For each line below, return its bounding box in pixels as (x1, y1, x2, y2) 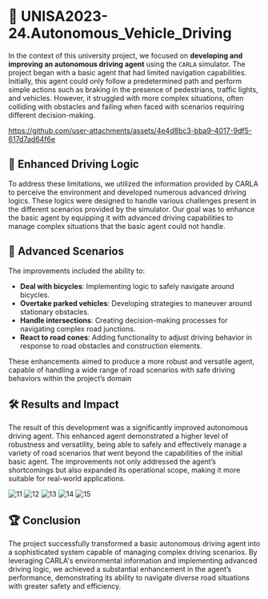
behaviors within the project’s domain (8, 373, 132, 383)
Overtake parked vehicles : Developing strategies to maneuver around (19, 298, 252, 308)
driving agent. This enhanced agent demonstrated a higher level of (8, 432, 229, 441)
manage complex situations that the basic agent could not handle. (8, 221, 226, 231)
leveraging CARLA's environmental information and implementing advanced (8, 556, 258, 565)
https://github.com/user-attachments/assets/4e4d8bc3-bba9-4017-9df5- (8, 126, 252, 135)
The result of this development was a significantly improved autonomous (8, 423, 249, 432)
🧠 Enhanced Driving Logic (8, 158, 140, 171)
